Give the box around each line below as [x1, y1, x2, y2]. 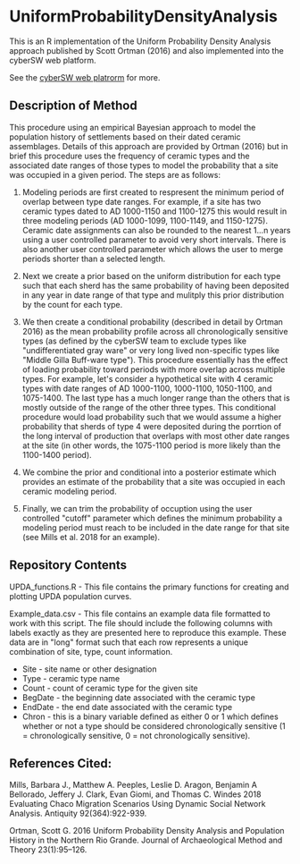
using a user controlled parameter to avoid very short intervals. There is [21, 234, 287, 245]
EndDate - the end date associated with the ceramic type [21, 701, 233, 712]
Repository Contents [9, 557, 128, 573]
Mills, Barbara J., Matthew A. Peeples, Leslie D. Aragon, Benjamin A [9, 780, 257, 791]
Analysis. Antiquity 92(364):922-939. [9, 808, 147, 819]
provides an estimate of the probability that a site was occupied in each [21, 476, 286, 487]
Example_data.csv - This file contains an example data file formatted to [9, 608, 271, 619]
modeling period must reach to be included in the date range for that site [21, 521, 290, 533]
